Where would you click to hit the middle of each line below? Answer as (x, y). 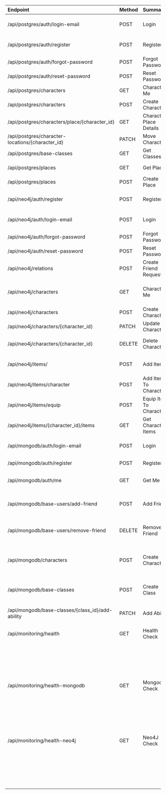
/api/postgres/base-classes (40, 154)
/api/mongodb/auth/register (40, 463)
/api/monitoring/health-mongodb (46, 685)
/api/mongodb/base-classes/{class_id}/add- (60, 610)
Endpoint (19, 10)
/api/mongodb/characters (38, 560)
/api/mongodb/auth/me (35, 480)
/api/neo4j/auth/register (35, 199)
